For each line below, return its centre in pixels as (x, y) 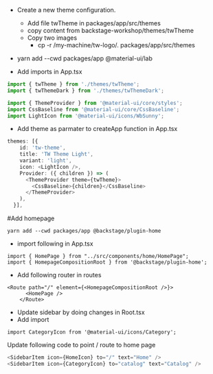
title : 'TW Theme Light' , (57, 154)
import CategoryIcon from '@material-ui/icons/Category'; (92, 332)
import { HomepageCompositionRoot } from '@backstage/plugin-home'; (107, 262)
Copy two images (52, 38)
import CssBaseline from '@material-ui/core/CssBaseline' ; (93, 109)
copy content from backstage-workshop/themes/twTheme (111, 31)
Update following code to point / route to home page (81, 345)
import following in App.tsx (55, 244)
